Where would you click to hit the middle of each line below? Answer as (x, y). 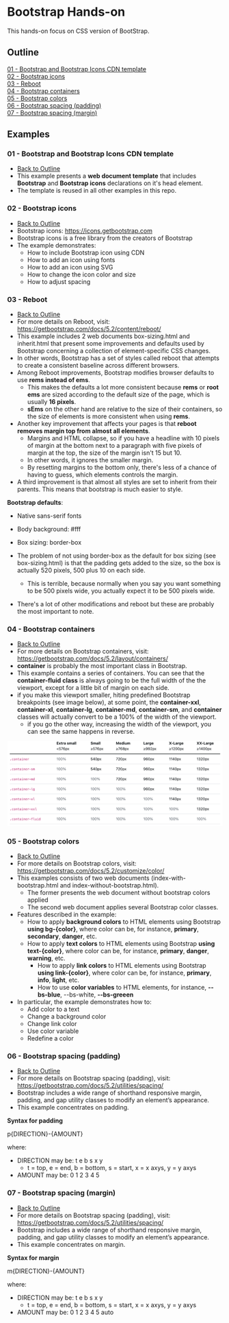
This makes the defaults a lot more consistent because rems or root (123, 388)
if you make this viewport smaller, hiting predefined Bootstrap (104, 695)
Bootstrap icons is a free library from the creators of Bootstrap (105, 238)
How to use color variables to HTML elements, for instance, (122, 988)
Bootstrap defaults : (35, 503)
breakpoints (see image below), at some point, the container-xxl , (109, 702)
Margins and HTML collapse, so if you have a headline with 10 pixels (123, 438)
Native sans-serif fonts (49, 516)
